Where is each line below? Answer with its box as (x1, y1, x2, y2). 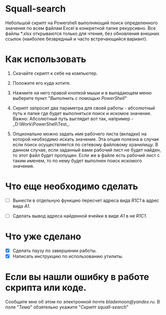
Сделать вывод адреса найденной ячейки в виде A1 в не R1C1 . (12, 213, 147, 219)
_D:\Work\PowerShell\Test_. (12, 121, 71, 127)
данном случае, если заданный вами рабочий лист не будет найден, (12, 147, 161, 153)
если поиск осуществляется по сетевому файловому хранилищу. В (12, 141, 158, 147)
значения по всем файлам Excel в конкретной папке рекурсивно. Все (5, 25, 156, 31)
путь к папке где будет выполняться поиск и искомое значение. (12, 110, 152, 116)
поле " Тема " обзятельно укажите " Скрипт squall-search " (5, 304, 129, 310)
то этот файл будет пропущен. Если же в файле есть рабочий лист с (12, 152, 160, 158)
